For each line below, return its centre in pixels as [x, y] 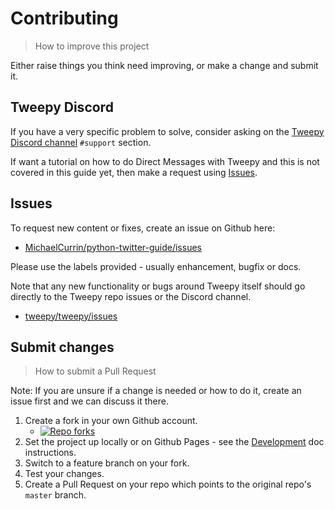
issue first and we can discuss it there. [89, 401]
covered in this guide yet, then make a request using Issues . [134, 172]
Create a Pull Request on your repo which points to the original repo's [168, 484]
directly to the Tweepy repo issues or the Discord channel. [131, 296]
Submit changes [62, 347]
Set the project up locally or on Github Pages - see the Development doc [174, 442]
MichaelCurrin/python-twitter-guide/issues [113, 247]
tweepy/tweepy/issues [71, 316]
